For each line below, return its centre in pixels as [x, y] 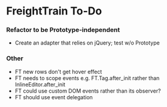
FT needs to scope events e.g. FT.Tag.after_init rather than [87, 78]
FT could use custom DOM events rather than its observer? [88, 91]
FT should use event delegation [54, 97]
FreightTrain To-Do [54, 11]
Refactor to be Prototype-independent [63, 30]
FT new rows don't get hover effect [58, 72]
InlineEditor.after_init [40, 84]
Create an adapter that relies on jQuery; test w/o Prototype [87, 43]
